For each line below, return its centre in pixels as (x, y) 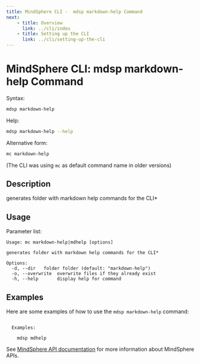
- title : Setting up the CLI (53, 34)
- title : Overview (40, 23)
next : (13, 17)
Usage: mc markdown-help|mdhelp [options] (60, 242)
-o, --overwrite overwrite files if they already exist (84, 274)
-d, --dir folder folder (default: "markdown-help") (81, 269)
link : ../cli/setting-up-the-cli (64, 39)
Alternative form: (27, 143)
